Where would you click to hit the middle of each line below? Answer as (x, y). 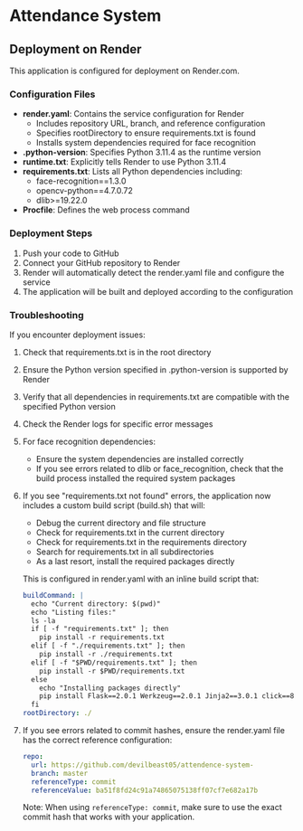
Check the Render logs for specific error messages (118, 424)
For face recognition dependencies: (89, 441)
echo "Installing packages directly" (110, 688)
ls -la (43, 620)
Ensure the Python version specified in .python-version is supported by (155, 369)
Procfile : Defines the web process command (106, 210)
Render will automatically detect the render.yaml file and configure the (153, 272)
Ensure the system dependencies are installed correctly (140, 458)
